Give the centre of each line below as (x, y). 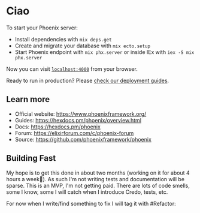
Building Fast (31, 158)
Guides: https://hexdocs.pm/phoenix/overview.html (78, 120)
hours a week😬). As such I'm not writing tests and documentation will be (95, 179)
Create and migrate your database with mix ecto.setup (83, 46)
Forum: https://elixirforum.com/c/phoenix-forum (74, 133)
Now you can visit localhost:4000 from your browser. (72, 69)
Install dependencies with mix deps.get (63, 39)
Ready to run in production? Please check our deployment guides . (88, 80)
